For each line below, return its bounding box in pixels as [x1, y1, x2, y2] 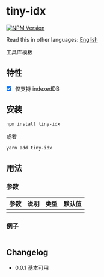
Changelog [6, 247, 49, 258]
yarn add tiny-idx [6, 145, 52, 151]
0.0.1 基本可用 [14, 264, 49, 272]
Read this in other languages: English [6, 36, 98, 43]
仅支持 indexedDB [14, 85, 60, 92]
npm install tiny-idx [6, 121, 61, 127]
